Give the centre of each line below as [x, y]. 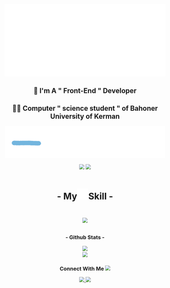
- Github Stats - [85, 237]
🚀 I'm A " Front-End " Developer [85, 91]
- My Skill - [85, 197]
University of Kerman [85, 116]
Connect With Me [82, 269]
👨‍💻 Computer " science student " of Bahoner [85, 108]
